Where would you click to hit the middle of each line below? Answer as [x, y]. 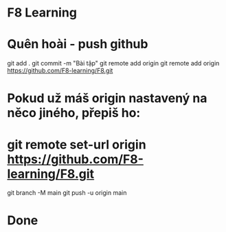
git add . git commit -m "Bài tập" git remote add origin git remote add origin [113, 63]
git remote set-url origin [77, 144]
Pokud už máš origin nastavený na [107, 98]
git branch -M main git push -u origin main [67, 193]
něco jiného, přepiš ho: [74, 113]
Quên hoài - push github [78, 44]
